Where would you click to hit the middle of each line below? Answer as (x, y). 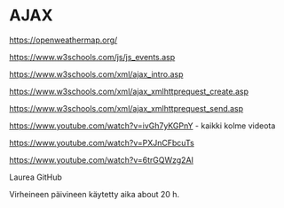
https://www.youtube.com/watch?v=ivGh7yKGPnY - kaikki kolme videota (142, 126)
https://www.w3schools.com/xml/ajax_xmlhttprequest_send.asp (126, 108)
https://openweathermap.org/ (63, 40)
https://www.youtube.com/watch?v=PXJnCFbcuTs (102, 143)
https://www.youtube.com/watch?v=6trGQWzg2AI (101, 159)
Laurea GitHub (35, 177)
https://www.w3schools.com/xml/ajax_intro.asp (96, 74)
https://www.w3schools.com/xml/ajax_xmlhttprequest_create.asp (129, 91)
